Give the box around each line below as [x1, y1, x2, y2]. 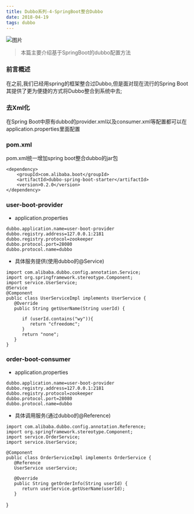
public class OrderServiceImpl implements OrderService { [6, 454, 152, 461]
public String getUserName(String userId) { [14, 305, 126, 311]
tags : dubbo [6, 19, 35, 25]
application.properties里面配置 [6, 125, 81, 132]
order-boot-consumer [6, 355, 71, 363]
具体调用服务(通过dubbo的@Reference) [14, 412, 111, 419]
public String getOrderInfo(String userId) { [14, 480, 128, 486]
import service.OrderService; [6, 434, 81, 440]
